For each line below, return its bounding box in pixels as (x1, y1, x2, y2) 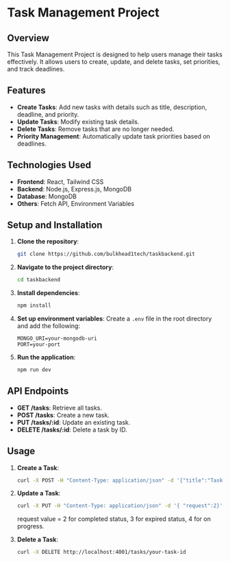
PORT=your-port (16, 341, 61, 348)
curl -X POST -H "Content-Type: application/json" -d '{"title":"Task (16, 477, 223, 484)
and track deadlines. (7, 65, 65, 73)
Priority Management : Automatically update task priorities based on (16, 132, 211, 140)
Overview (7, 32, 50, 44)
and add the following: (16, 322, 81, 330)
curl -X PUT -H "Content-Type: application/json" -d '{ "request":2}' (16, 502, 223, 509)
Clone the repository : (16, 237, 79, 246)
